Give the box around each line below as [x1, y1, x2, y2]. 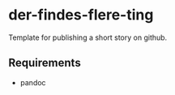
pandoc [19, 77, 46, 87]
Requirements [8, 56, 81, 70]
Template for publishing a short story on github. [8, 32, 168, 42]
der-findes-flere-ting [8, 6, 154, 24]
